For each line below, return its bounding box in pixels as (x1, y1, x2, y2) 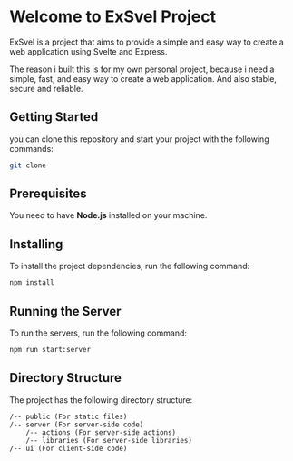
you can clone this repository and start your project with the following (9, 134, 269, 145)
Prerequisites (9, 186, 87, 202)
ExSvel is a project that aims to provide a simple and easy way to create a (9, 36, 284, 47)
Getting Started (9, 109, 99, 125)
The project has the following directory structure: (9, 394, 193, 406)
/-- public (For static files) (9, 412, 128, 421)
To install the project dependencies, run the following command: (9, 261, 250, 272)
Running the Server (9, 303, 122, 319)
